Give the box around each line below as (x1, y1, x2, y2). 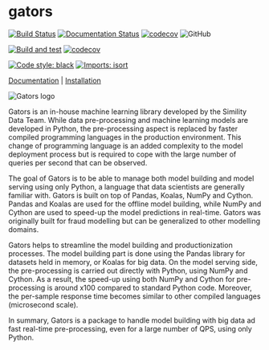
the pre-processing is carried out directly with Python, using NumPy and (8, 266, 248, 275)
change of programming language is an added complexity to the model (8, 140, 243, 150)
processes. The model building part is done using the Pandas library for (8, 248, 246, 258)
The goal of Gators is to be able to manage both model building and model (8, 173, 255, 183)
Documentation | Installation (8, 75, 102, 85)
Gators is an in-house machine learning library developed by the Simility (8, 107, 247, 116)
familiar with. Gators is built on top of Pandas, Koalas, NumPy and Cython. (8, 190, 254, 200)
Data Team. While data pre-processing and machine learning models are (8, 115, 249, 124)
